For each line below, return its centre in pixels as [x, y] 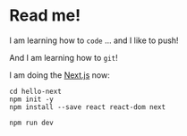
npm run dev [31, 123]
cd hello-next [36, 91]
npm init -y [31, 99]
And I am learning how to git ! [64, 57]
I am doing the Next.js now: [59, 75]
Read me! [45, 16]
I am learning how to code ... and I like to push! [94, 40]
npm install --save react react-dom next [88, 107]
